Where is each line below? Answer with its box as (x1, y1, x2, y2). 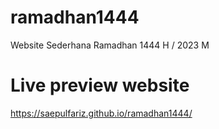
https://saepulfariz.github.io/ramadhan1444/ (10, 107, 193, 119)
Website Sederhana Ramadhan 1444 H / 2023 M (10, 39, 210, 51)
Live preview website (10, 74, 190, 97)
